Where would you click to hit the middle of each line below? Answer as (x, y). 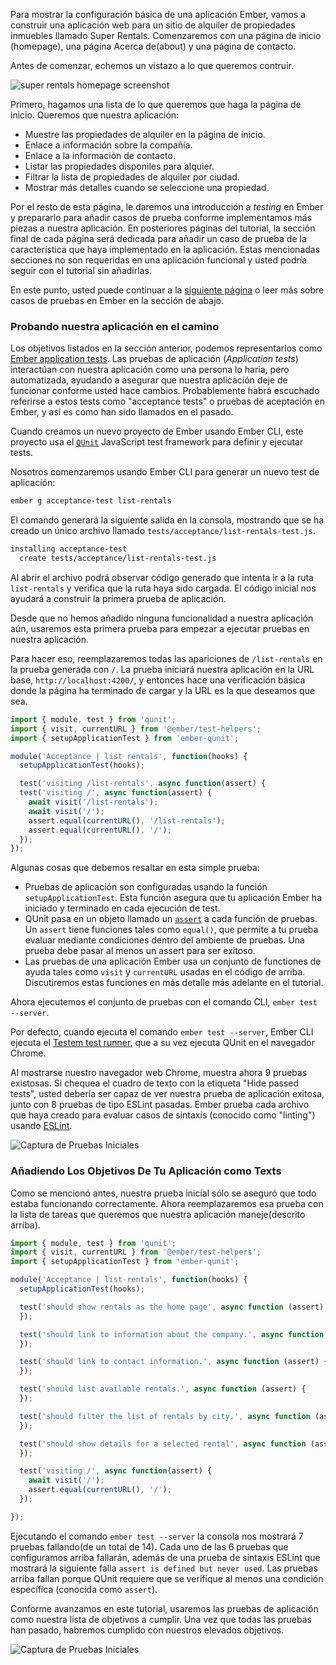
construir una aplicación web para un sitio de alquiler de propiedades (153, 25)
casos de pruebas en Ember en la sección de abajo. (117, 300)
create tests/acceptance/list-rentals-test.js (118, 559)
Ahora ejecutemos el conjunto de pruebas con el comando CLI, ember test (164, 1002)
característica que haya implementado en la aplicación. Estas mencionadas (165, 249)
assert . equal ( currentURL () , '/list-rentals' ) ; (127, 820)
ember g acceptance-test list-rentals (91, 501)
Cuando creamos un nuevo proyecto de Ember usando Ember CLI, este (157, 431)
